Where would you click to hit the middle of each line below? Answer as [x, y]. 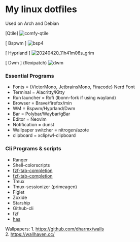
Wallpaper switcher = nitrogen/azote [51, 130]
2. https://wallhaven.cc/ [30, 234]
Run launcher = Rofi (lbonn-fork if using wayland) [64, 98]
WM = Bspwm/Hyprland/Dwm [44, 109]
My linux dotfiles [41, 9]
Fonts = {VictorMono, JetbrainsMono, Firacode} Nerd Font [74, 87]
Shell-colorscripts [31, 165]
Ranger [20, 160]
